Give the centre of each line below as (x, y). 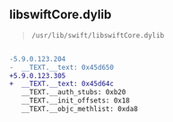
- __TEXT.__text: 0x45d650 (62, 67)
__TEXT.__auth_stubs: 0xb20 (74, 92)
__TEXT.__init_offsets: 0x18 (75, 101)
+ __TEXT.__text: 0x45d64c (62, 84)
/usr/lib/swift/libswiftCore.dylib (98, 35)
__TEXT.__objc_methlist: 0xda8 (80, 109)
